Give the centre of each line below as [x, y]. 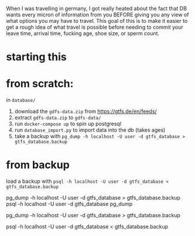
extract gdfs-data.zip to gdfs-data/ [58, 118]
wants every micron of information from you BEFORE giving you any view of [97, 15]
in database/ [21, 100]
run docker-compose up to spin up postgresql [68, 124]
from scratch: [40, 84]
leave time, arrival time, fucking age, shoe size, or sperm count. [83, 33]
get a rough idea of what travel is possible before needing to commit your [95, 27]
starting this [36, 57]
